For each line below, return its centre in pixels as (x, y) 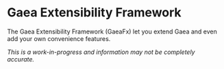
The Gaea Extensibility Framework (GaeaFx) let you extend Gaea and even (112, 31)
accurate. (21, 59)
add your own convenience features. (59, 38)
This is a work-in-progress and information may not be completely (101, 52)
